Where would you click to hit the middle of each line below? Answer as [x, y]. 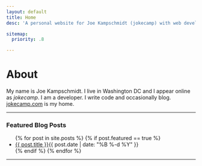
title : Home [21, 17]
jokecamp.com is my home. [40, 104]
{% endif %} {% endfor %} [48, 151]
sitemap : [17, 34]
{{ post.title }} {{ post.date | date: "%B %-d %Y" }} [77, 144]
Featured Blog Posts [36, 125]
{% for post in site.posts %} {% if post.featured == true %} [88, 138]
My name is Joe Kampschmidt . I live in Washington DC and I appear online [98, 91]
